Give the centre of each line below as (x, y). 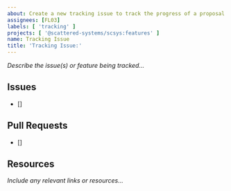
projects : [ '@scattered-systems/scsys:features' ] (83, 33)
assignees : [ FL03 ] (34, 20)
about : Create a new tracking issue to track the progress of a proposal (116, 13)
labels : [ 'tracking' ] (42, 26)
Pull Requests (37, 126)
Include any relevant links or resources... (65, 181)
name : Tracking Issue (38, 39)
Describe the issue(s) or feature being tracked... (76, 65)
